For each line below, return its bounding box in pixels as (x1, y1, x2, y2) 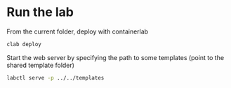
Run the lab (6, 4, 74, 20)
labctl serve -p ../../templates (6, 74, 105, 81)
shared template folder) (6, 61, 75, 69)
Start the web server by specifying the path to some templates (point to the (6, 53, 225, 61)
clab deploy (6, 41, 41, 47)
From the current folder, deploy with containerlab (6, 27, 149, 36)
